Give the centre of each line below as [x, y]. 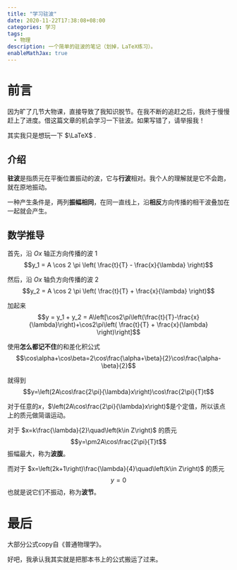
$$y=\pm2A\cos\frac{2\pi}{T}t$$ [119, 442]
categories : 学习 [32, 27]
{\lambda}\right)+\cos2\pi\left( [73, 325]
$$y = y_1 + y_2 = [62, 317]
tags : [15, 34]
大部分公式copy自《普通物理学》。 [56, 545]
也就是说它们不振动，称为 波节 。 [54, 492]
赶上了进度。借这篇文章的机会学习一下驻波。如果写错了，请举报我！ [106, 120]
